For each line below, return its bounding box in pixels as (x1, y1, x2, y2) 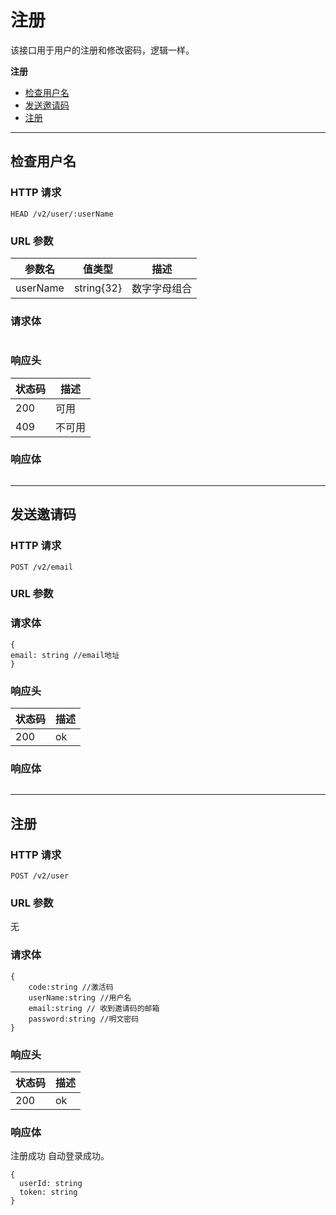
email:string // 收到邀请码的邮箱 (28, 1003, 160, 1013)
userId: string (19, 1179, 83, 1189)
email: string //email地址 (10, 650, 120, 660)
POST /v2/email (10, 562, 74, 572)
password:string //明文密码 (28, 1014, 140, 1024)
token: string (19, 1187, 78, 1198)
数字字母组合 (131, 281, 193, 295)
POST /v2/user (10, 871, 70, 881)
